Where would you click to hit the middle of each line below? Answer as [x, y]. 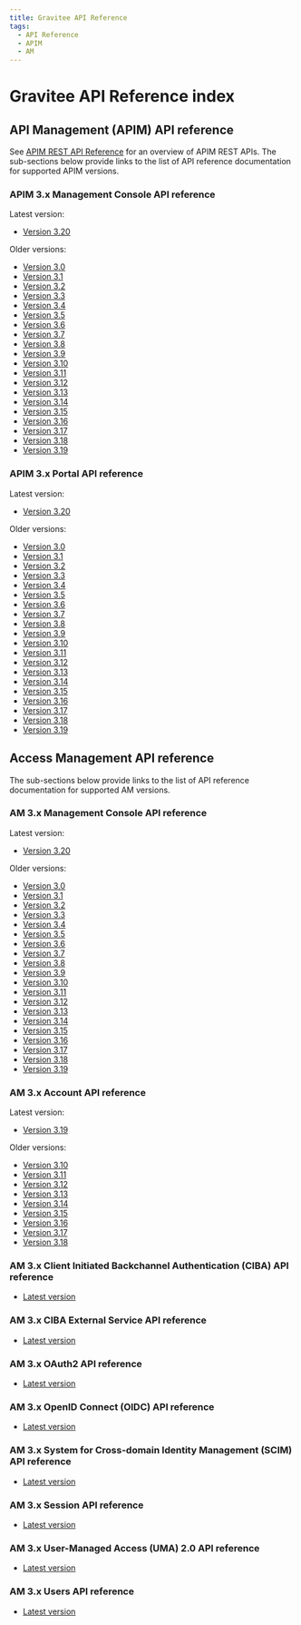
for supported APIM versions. [64, 171]
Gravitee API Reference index [122, 97]
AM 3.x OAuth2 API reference [76, 1364]
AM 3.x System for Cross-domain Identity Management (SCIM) [151, 1451]
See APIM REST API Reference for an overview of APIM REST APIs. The [143, 152]
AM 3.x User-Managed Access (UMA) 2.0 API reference [135, 1548]
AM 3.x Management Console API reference [108, 813]
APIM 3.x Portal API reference [76, 474]
